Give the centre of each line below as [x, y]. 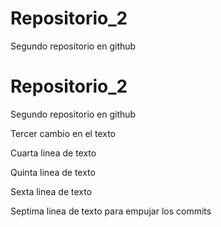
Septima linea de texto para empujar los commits [111, 211]
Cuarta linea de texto [53, 153]
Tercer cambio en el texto [63, 133]
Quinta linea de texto [53, 172]
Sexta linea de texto [51, 191]
